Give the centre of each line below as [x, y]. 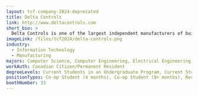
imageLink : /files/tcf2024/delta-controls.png [64, 39]
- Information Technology [43, 50]
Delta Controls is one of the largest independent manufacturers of [97, 34]
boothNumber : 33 [26, 83]
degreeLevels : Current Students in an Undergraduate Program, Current [95, 72]
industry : [18, 45]
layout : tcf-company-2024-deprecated [52, 12]
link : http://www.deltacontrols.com [51, 22]
